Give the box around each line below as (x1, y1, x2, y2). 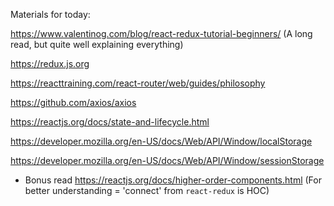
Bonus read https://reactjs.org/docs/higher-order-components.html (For (24, 174, 322, 186)
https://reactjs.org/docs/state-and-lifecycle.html (10, 116, 210, 128)
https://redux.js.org (10, 58, 90, 69)
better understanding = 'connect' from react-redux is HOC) (24, 185, 270, 196)
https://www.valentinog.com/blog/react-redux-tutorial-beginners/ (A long (10, 28, 313, 39)
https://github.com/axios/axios (10, 97, 137, 108)
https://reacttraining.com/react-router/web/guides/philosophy (10, 77, 266, 89)
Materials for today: (10, 9, 91, 20)
